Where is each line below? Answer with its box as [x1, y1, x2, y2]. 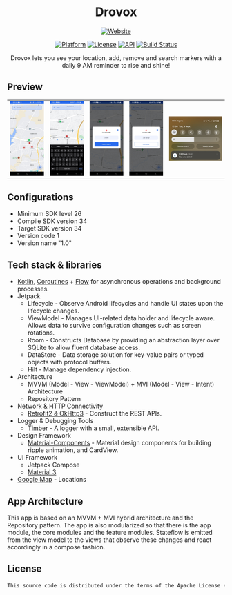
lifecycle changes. [27, 306, 79, 315]
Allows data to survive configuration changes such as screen [27, 322, 202, 330]
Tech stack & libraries [7, 259, 102, 271]
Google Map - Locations [17, 476, 86, 484]
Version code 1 [17, 232, 60, 240]
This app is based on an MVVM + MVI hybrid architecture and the [7, 514, 194, 522]
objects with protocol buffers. [27, 358, 112, 367]
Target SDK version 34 [17, 224, 82, 233]
